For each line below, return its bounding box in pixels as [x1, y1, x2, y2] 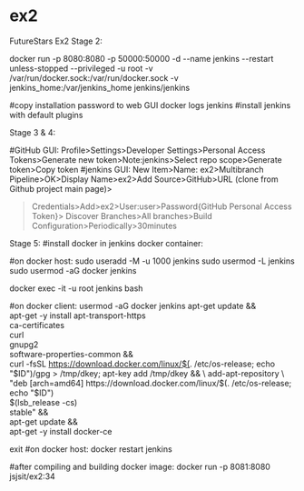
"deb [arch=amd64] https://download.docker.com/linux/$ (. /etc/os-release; [9, 377, 292, 388]
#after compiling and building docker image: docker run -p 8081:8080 [9, 461, 270, 472]
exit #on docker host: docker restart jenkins [9, 443, 172, 455]
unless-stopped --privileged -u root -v [9, 63, 153, 74]
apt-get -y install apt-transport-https [9, 310, 147, 321]
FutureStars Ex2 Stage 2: [9, 35, 103, 46]
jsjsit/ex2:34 [9, 470, 56, 482]
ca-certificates [9, 319, 65, 330]
